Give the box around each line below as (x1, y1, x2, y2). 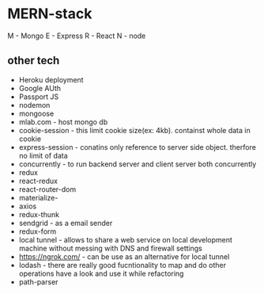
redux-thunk (18, 209, 60, 219)
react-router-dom (18, 184, 77, 194)
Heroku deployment (18, 74, 84, 84)
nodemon (18, 100, 51, 109)
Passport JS (18, 92, 59, 101)
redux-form (18, 227, 57, 236)
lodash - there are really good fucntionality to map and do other (18, 260, 227, 269)
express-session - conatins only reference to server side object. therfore (18, 142, 256, 151)
